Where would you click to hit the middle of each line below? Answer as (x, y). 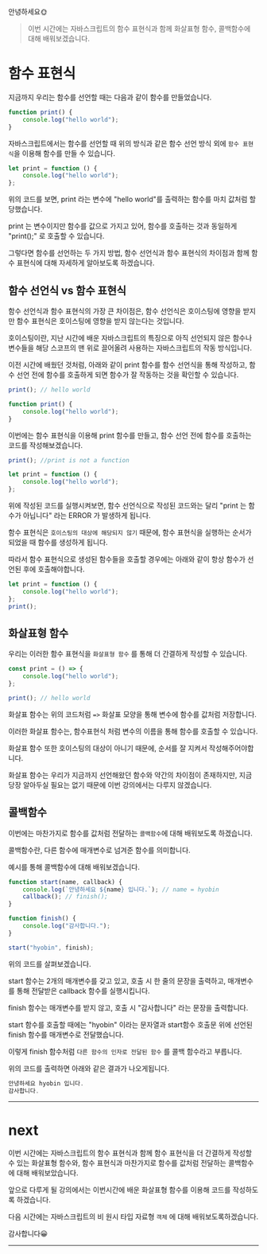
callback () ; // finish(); (66, 897)
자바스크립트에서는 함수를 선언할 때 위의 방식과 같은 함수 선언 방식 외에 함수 (124, 143)
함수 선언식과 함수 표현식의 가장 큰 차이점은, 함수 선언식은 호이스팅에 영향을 (125, 311)
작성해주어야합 (232, 748)
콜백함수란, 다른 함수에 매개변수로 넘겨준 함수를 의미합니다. (99, 850)
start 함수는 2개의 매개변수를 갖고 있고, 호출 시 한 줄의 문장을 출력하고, (117, 980)
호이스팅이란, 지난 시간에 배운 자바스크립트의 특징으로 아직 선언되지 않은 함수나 (130, 338)
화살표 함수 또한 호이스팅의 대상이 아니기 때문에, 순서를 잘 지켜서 (108, 748)
